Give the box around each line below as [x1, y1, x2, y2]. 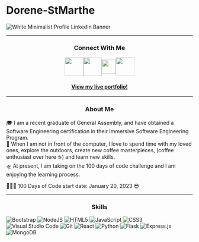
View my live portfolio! [70, 83, 129, 90]
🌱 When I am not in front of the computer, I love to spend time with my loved [6, 140, 192, 147]
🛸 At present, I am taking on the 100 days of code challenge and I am [6, 162, 176, 169]
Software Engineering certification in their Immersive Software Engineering [6, 127, 189, 134]
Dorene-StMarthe [6, 4, 95, 17]
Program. [6, 134, 29, 141]
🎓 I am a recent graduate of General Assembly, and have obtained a [6, 119, 174, 126]
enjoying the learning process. [6, 171, 81, 178]
